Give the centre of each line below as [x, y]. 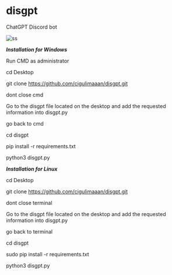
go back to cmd [25, 123]
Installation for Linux [32, 169]
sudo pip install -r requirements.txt [48, 254]
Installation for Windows [37, 49]
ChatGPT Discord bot [31, 27]
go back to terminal [29, 231]
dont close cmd [25, 95]
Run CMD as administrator [38, 61]
